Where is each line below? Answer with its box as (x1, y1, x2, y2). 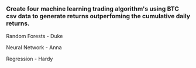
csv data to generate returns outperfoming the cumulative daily (6, 12, 191, 20)
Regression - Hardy (6, 55, 53, 63)
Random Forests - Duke (6, 33, 63, 40)
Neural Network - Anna (6, 44, 63, 51)
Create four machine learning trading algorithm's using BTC (6, 5, 180, 13)
